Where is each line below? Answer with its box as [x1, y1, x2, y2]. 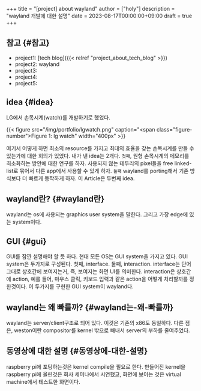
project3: [14, 67, 38, 74]
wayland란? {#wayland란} [6, 194, 105, 204]
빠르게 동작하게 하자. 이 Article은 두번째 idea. [28, 174, 135, 182]
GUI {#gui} [6, 236, 47, 246]
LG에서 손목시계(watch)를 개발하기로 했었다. [6, 114, 111, 121]
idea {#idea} [6, 97, 54, 108]
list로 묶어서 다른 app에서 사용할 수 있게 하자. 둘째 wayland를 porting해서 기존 [6, 167, 189, 174]
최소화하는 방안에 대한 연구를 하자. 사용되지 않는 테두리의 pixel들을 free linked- [6, 159, 192, 167]
